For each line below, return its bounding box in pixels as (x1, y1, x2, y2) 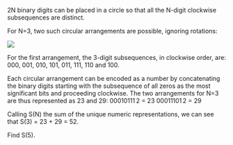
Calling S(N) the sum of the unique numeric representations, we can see (7, 110, 214, 118)
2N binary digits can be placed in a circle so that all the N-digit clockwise (7, 6, 217, 14)
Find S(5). (7, 131, 35, 139)
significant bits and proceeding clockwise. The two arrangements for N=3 (7, 89, 219, 97)
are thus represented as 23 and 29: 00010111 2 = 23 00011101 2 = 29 (7, 97, 202, 105)
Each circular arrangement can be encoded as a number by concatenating (7, 75, 220, 82)
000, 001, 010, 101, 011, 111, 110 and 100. (7, 61, 120, 69)
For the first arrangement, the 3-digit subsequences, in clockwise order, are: (7, 54, 226, 61)
